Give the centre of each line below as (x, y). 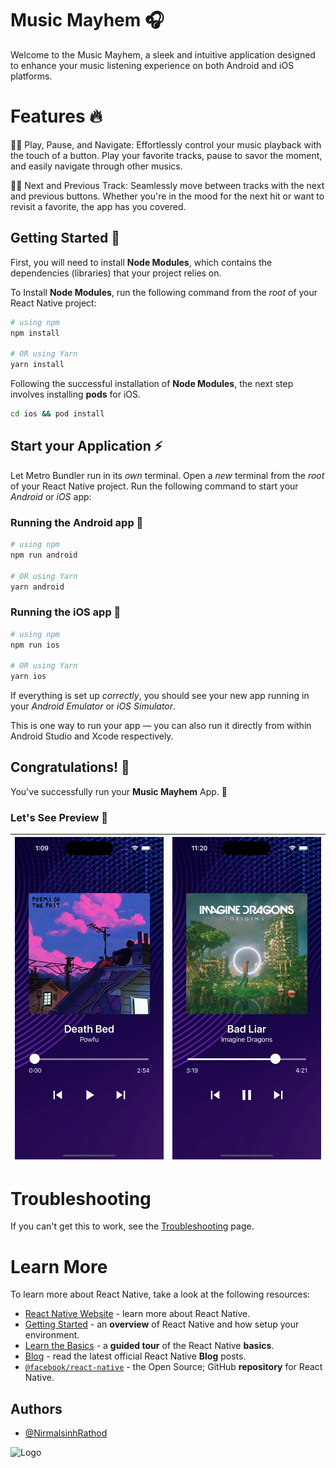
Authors (36, 1408)
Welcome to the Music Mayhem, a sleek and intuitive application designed (163, 54)
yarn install (37, 365)
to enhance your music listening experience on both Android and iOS (152, 65)
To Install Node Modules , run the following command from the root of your (164, 292)
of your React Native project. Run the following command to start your (154, 486)
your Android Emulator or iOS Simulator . (93, 706)
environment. (52, 1335)
